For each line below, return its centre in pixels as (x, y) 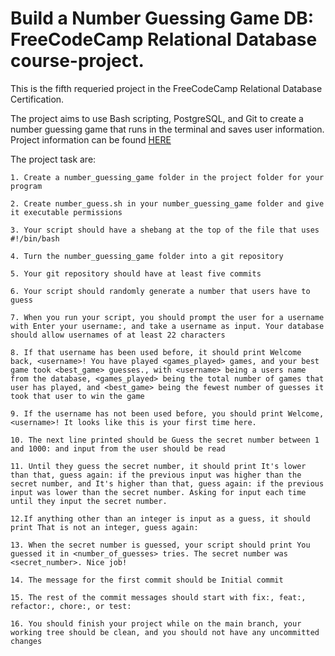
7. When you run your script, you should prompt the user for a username (167, 317)
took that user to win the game (77, 396)
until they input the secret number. (89, 501)
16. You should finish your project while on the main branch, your (156, 623)
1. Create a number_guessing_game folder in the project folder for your (167, 177)
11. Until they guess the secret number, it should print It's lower (158, 466)
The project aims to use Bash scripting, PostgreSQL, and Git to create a (157, 118)
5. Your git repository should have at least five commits (136, 273)
